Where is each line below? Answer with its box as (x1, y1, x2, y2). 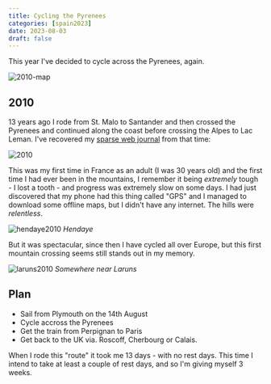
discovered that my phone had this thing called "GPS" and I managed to (8, 192, 248, 201)
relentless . (8, 209, 43, 218)
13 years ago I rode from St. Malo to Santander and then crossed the (8, 117, 236, 127)
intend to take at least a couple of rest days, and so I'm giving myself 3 (8, 359, 244, 369)
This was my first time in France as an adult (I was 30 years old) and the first (8, 166, 263, 175)
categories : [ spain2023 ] (8, 19, 92, 27)
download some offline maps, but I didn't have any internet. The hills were (8, 200, 254, 210)
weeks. (8, 367, 32, 377)
